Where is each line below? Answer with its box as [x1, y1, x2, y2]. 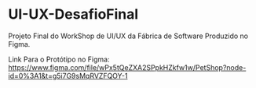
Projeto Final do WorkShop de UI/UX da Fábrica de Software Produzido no [8, 31, 249, 40]
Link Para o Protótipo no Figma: [8, 55, 110, 64]
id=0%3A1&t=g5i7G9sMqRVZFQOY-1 [8, 71, 128, 80]
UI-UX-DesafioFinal [8, 5, 139, 23]
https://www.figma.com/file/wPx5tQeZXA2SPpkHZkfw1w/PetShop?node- [8, 62, 247, 72]
